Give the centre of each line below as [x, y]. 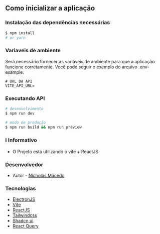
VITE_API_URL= [20, 86]
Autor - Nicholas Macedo [38, 176]
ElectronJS [24, 199]
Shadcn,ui [23, 221]
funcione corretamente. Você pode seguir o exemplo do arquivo [71, 67]
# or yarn [16, 38]
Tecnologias [21, 189]
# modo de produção [26, 123]
